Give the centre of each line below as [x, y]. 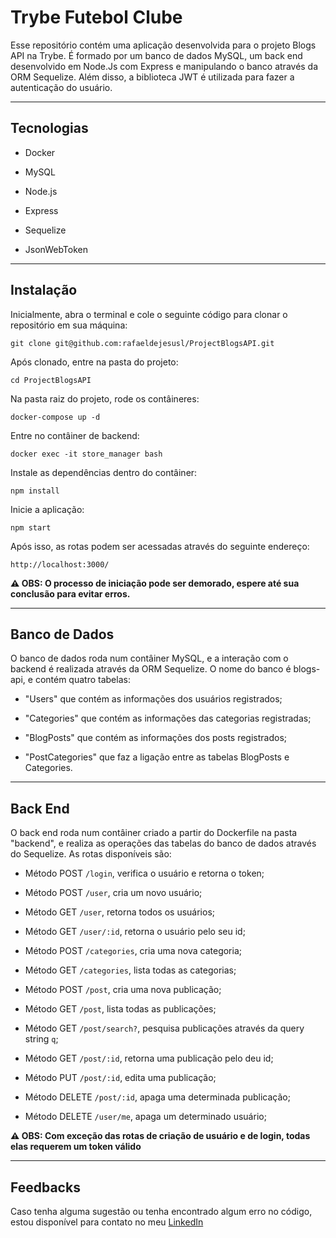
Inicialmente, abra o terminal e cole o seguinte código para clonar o [149, 314]
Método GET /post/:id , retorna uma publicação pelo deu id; [149, 1058]
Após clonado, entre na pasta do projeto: [94, 362]
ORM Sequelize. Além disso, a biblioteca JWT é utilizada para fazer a [152, 77]
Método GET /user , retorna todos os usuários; [120, 912]
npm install [35, 491]
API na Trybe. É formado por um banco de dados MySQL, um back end [156, 55]
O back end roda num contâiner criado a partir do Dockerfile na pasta [154, 833]
